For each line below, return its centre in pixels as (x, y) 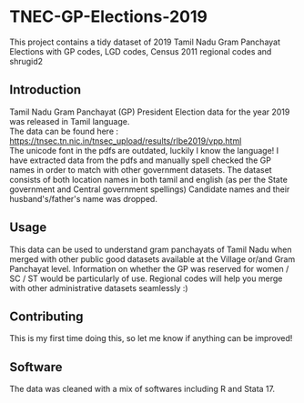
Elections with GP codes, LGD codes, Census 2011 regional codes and (141, 51)
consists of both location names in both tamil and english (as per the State (149, 179)
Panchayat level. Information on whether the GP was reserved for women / (149, 268)
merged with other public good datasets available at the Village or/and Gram (152, 259)
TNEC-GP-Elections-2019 (108, 17)
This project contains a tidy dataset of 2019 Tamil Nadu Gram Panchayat (145, 42)
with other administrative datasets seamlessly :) (99, 287)
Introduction (46, 90)
